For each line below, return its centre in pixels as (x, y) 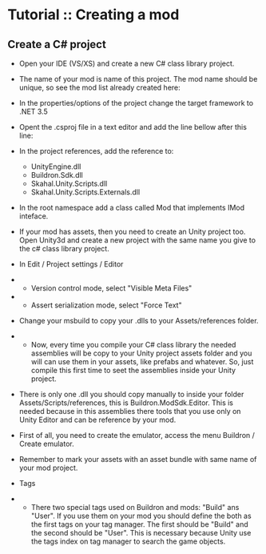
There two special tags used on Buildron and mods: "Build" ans (135, 507)
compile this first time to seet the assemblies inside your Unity (133, 370)
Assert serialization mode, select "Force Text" (106, 305)
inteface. (34, 216)
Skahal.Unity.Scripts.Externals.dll (85, 192)
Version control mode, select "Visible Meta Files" (111, 288)
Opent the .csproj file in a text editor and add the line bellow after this (133, 127)
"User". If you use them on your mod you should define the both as (141, 516)
